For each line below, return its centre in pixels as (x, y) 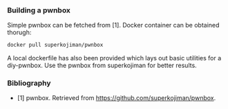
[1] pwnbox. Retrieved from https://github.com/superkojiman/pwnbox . (116, 98)
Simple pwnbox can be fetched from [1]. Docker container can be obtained (113, 25)
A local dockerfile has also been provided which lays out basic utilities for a (114, 58)
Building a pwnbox (39, 10)
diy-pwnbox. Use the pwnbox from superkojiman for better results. (102, 65)
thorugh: (19, 32)
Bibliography (29, 83)
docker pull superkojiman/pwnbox (55, 45)
